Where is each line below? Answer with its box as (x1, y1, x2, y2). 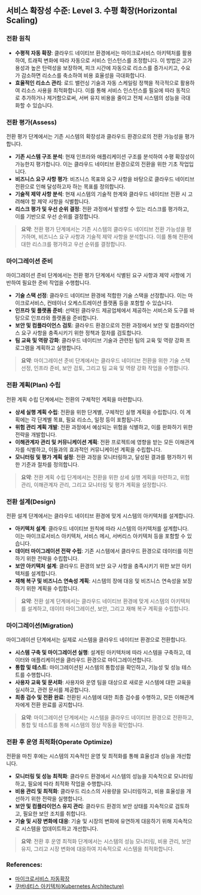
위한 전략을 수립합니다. (26, 554, 80, 562)
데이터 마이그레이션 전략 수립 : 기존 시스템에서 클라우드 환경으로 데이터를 (14, 547, 182, 554)
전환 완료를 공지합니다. (31, 701, 84, 708)
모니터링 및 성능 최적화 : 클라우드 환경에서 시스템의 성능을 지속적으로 (14, 773, 172, 780)
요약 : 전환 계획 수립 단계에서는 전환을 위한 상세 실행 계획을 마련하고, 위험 (20, 474, 190, 481)
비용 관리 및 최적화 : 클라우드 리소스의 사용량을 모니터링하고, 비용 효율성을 (14, 788, 185, 795)
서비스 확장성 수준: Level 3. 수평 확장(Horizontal (6, 5, 178, 16)
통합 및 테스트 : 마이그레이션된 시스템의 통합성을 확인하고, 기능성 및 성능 (14, 664, 181, 671)
